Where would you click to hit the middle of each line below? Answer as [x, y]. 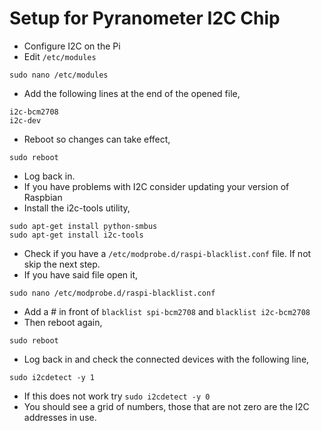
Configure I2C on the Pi [72, 46]
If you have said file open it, [81, 274]
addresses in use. [60, 417]
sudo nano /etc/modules [59, 75]
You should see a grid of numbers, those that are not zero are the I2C [166, 406]
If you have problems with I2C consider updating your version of [156, 186]
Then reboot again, [63, 322]
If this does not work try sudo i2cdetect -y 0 [117, 396]
